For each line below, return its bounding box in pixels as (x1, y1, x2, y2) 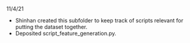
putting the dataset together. (15, 24, 88, 30)
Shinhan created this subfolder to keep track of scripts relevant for (15, 17, 184, 24)
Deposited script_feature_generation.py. (15, 30, 116, 37)
